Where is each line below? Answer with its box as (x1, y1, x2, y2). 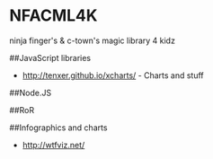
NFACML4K (9, 5, 98, 26)
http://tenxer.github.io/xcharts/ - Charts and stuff (22, 69, 204, 81)
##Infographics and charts (9, 122, 108, 133)
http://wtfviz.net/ (22, 139, 85, 150)
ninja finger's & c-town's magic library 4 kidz (9, 35, 175, 46)
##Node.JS (9, 87, 52, 98)
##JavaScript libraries (9, 52, 92, 63)
